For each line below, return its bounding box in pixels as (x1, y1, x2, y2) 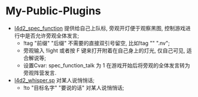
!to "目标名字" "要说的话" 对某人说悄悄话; (23, 84, 124, 91)
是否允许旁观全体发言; (25, 32, 80, 39)
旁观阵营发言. (23, 69, 57, 76)
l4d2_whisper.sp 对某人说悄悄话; (14, 76, 95, 84)
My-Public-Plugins (5, 4, 101, 18)
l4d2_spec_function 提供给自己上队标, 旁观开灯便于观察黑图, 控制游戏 (14, 24, 186, 32)
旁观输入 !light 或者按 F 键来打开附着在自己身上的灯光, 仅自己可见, (23, 46, 185, 54)
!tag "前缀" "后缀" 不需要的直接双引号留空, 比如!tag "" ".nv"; (23, 39, 170, 46)
